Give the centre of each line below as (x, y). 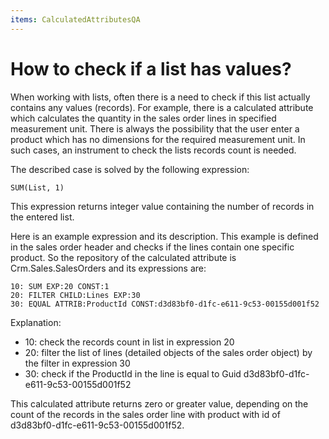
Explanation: (36, 322)
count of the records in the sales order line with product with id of (145, 414)
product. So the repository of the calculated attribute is (123, 257)
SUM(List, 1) (37, 187)
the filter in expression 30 (77, 363)
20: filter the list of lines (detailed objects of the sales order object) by (168, 352)
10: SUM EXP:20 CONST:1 (60, 286)
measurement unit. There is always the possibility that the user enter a (155, 128)
